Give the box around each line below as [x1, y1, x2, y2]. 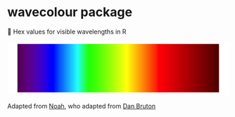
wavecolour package [7, 4, 132, 20]
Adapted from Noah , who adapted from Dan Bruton [7, 102, 156, 110]
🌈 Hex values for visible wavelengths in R [7, 27, 127, 36]
